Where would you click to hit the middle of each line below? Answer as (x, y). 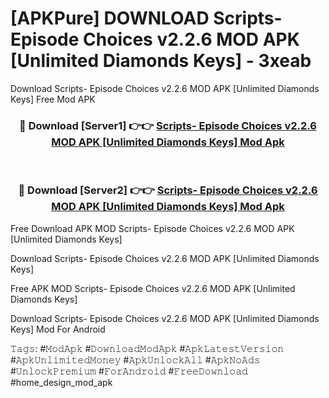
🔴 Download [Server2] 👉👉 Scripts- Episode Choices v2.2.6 (168, 190)
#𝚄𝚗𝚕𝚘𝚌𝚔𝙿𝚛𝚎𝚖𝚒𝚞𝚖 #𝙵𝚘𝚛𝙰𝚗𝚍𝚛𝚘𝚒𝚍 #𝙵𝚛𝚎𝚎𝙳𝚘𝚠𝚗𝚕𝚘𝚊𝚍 (129, 371)
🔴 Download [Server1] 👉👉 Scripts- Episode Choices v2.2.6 (168, 125)
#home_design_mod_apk (61, 382)
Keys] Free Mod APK (53, 99)
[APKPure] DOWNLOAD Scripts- (146, 18)
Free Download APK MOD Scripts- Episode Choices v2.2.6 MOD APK (152, 228)
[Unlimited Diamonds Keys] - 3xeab (161, 61)
